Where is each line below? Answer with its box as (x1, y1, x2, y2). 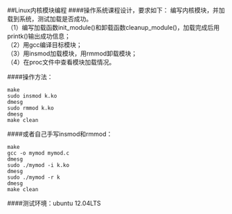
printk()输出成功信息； (7, 32, 71, 40)
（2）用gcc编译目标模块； (7, 41, 83, 48)
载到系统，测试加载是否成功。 (7, 15, 92, 23)
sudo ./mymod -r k (7, 174, 60, 181)
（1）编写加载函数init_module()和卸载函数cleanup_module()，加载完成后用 (7, 24, 220, 31)
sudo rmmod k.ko (7, 105, 54, 112)
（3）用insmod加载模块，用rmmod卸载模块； (7, 49, 137, 57)
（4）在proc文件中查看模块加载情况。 (7, 58, 116, 66)
